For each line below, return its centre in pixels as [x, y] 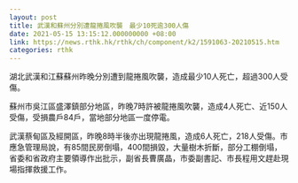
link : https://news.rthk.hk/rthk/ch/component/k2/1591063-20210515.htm [144, 42]
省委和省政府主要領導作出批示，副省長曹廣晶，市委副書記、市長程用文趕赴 [145, 158]
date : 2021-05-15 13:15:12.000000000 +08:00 [93, 34]
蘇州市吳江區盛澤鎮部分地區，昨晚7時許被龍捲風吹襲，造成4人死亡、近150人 [149, 106]
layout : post [33, 17]
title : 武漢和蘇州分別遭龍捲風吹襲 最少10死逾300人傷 [99, 26]
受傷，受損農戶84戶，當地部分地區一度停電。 [92, 118]
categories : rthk [41, 50]
